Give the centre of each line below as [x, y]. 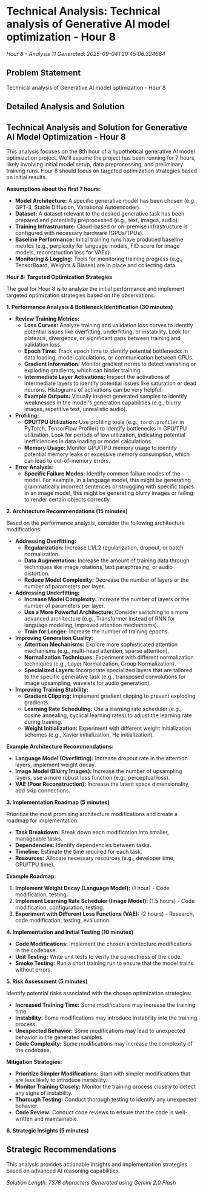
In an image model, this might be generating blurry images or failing [109, 492]
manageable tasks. [38, 839]
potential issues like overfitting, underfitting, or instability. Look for [107, 332]
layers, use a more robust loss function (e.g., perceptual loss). [92, 777]
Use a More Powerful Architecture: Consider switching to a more [106, 612]
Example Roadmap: [31, 876]
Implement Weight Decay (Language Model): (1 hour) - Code [92, 888]
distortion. [37, 573]
